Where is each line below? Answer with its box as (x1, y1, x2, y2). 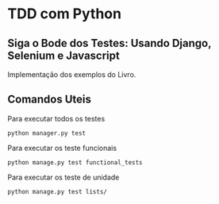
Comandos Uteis (7, 93, 92, 106)
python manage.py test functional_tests (7, 158, 144, 167)
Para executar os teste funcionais (7, 143, 117, 152)
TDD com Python (7, 5, 122, 23)
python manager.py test (7, 129, 86, 137)
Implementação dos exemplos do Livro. (7, 70, 136, 79)
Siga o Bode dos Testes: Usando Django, (7, 37, 212, 50)
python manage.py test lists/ (7, 187, 108, 195)
